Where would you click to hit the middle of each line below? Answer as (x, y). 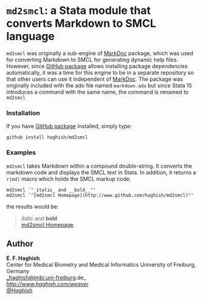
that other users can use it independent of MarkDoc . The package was (95, 79)
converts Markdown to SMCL (81, 23)
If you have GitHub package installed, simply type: (69, 126)
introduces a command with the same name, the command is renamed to (98, 92)
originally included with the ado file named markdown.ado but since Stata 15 (99, 85)
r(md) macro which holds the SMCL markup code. (69, 179)
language (31, 36)
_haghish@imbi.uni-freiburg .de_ (46, 278)
